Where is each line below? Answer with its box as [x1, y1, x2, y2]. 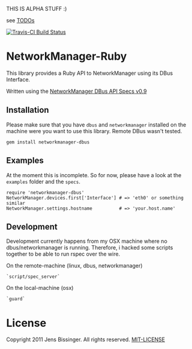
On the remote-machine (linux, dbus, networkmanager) [6, 262, 143, 269]
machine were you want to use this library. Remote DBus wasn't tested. [6, 127, 182, 134]
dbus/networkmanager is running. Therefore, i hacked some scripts [6, 244, 173, 251]
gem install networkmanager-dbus [6, 139, 90, 145]
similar [6, 200, 26, 206]
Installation [6, 105, 49, 115]
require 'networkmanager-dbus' [6, 189, 85, 195]
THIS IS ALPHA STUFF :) [6, 5, 67, 12]
